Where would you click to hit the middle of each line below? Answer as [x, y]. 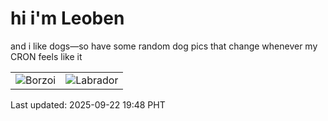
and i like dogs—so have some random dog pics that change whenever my [164, 46]
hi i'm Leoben [67, 18]
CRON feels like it [46, 56]
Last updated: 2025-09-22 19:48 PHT [88, 104]
